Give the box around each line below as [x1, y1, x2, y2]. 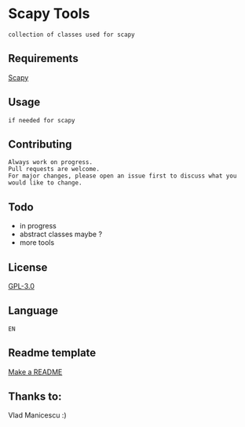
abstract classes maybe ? [19, 229, 103, 239]
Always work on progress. [8, 159, 93, 166]
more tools [19, 238, 55, 247]
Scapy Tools [8, 5, 90, 23]
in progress [19, 221, 57, 231]
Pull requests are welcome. [8, 166, 101, 173]
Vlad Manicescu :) [8, 411, 67, 420]
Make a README [8, 367, 63, 377]
